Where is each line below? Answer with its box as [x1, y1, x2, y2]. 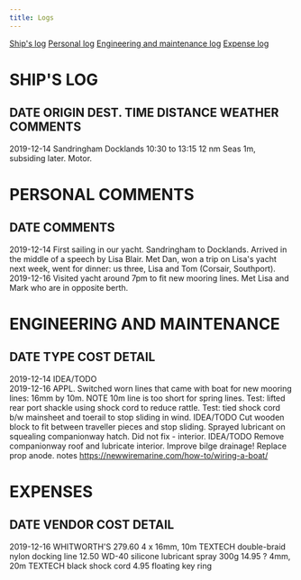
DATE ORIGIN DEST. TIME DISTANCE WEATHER [9, 105, 279, 121]
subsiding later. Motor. [9, 152, 93, 163]
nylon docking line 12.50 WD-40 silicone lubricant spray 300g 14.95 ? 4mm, [9, 550, 291, 561]
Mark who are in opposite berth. [9, 282, 129, 293]
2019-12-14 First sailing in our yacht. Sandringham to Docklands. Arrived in [9, 244, 287, 255]
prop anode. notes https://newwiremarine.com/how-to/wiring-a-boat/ [9, 449, 269, 460]
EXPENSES [9, 481, 93, 502]
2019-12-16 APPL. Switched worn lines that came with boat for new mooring [9, 383, 293, 394]
